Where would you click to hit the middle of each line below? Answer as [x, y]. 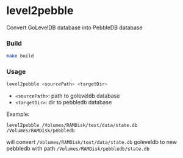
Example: [18, 114]
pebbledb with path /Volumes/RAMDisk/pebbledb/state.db [78, 149]
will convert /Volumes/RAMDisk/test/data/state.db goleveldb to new [92, 142]
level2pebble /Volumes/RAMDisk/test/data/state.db [72, 126]
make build [20, 56]
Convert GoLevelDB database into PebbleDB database [74, 27]
